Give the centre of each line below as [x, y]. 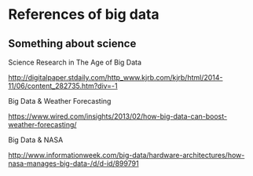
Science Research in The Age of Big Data [75, 62]
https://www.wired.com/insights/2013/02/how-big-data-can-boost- [118, 116]
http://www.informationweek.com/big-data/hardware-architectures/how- [126, 155]
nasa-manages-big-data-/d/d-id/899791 [73, 163]
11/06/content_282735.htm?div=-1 [63, 86]
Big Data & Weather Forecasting [60, 101]
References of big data [84, 15]
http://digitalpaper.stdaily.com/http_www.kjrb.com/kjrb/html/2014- [115, 77]
